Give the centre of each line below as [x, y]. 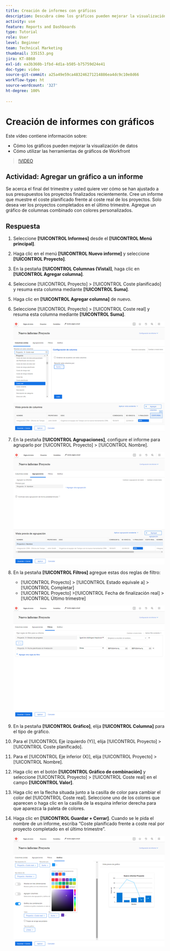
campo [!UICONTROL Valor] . [43, 782]
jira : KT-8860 [21, 59]
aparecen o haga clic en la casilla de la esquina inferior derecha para [84, 803]
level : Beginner [23, 43]
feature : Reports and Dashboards [41, 27]
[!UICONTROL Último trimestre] [53, 598]
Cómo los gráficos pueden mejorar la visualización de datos [75, 146]
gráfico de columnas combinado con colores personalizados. [69, 211]
